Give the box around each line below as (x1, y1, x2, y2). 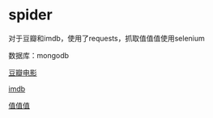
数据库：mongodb (8, 50, 70, 60)
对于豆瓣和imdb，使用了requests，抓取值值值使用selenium (8, 33, 205, 43)
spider (8, 6, 53, 24)
